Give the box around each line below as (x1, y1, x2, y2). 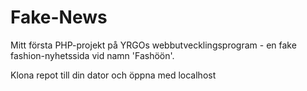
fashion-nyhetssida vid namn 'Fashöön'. (10, 49, 175, 61)
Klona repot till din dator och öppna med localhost (10, 69, 217, 81)
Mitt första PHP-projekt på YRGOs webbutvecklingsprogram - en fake (10, 39, 297, 51)
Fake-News (10, 6, 108, 29)
